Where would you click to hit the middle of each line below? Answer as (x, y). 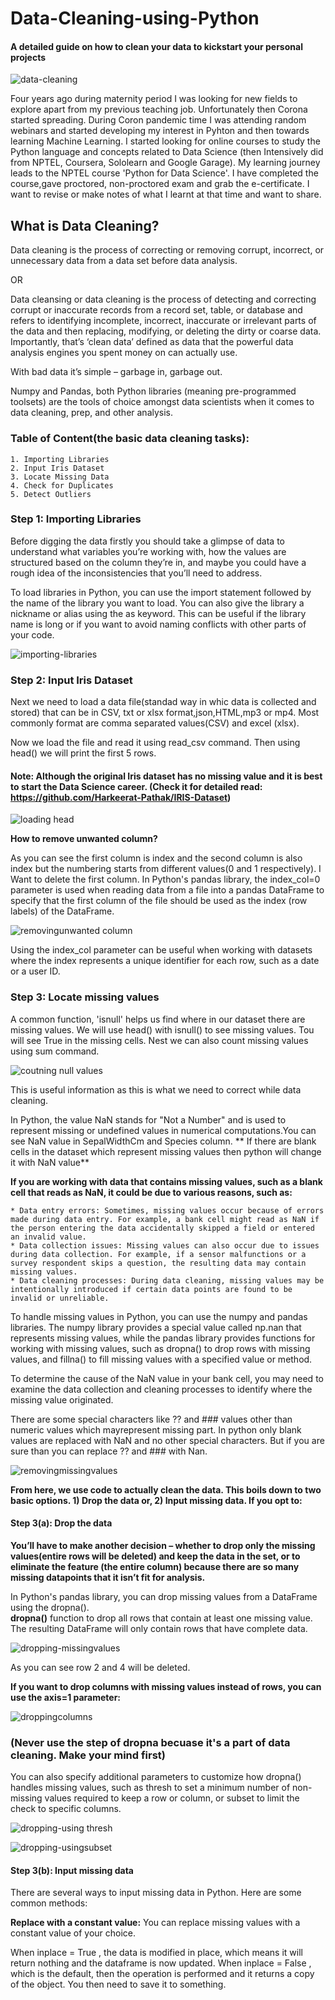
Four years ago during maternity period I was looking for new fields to (154, 99)
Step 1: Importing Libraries (76, 519)
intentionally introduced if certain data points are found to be (151, 1289)
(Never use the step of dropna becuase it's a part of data (150, 1742)
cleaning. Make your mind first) (88, 1755)
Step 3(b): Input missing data (72, 1870)
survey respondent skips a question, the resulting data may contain (158, 1263)
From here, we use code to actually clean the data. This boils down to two (166, 1489)
